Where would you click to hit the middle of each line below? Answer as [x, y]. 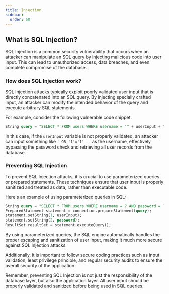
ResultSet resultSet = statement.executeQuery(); [58, 225]
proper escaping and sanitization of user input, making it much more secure [84, 240]
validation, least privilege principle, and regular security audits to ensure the [84, 260]
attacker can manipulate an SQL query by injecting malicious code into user [83, 57]
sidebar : [14, 15]
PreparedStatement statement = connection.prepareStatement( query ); [78, 211]
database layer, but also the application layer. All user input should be [77, 281]
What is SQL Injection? [41, 40]
